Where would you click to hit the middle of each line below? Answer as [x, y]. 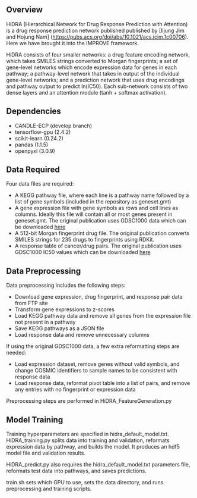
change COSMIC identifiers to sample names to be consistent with [96, 371]
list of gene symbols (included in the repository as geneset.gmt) [93, 202]
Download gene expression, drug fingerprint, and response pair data [99, 297]
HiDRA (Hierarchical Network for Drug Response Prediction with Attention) [97, 24]
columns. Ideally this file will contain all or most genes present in [93, 214]
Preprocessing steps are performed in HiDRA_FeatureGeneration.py [89, 401]
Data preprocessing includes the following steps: [66, 286]
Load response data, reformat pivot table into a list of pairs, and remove [102, 383]
